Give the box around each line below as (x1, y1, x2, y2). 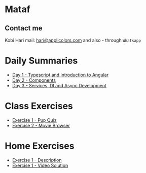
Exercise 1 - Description (12, 157, 62, 163)
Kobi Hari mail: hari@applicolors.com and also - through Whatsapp (5, 37, 141, 43)
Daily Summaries (5, 55, 78, 66)
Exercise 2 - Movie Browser (12, 122, 70, 128)
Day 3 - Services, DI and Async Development (12, 82, 107, 88)
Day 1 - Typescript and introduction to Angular (12, 72, 109, 78)
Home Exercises (5, 141, 75, 152)
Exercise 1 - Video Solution (12, 162, 68, 168)
